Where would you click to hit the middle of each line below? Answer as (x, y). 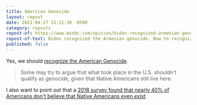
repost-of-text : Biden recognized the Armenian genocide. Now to (87, 39)
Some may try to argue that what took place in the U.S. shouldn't (98, 72)
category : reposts (28, 28)
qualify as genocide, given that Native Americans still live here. (96, 78)
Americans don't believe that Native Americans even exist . (77, 96)
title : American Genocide (38, 11)
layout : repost (25, 17)
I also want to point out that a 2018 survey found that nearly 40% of (88, 90)
